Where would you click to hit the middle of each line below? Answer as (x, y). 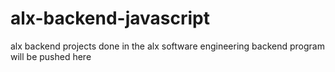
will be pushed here (51, 56)
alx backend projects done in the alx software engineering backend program (167, 46)
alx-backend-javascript (110, 18)
